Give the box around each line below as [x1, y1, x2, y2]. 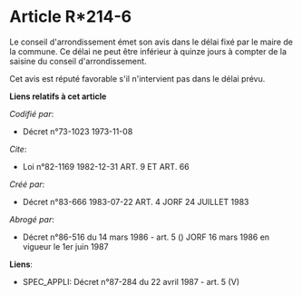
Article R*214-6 [9, 6, 132, 27]
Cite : [9, 143, 27, 154]
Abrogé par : [9, 213, 54, 224]
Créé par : [9, 179, 45, 190]
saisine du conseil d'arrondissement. [9, 55, 147, 66]
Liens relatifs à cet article [9, 91, 107, 102]
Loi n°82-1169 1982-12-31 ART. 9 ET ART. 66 [22, 161, 190, 172]
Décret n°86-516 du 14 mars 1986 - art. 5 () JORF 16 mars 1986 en [22, 231, 270, 242]
